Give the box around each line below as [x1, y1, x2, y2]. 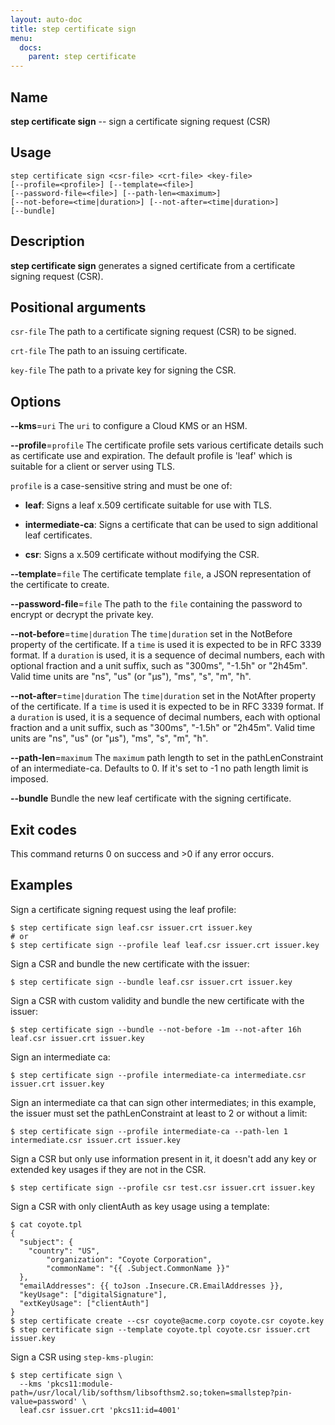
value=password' [10, 1396, 78, 1406]
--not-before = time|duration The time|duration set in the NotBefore [10, 628, 293, 640]
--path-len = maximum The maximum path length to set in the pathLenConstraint [10, 752, 324, 764]
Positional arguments [10, 299, 147, 316]
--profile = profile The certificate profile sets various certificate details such [10, 439, 324, 451]
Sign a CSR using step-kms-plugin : [10, 1351, 154, 1363]
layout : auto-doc [10, 14, 83, 25]
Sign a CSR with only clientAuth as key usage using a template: [10, 1200, 270, 1212]
